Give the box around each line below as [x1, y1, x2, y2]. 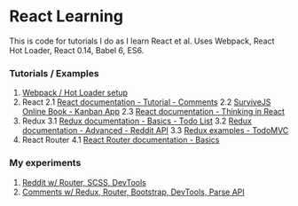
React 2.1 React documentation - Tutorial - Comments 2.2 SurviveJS [21, 97, 271, 107]
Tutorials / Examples [9, 67, 99, 79]
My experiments [9, 157, 82, 170]
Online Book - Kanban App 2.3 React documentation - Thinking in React [21, 107, 286, 117]
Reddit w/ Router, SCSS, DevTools [21, 177, 146, 187]
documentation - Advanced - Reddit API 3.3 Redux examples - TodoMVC [21, 125, 289, 136]
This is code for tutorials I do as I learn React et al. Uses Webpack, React [9, 36, 275, 46]
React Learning [9, 6, 124, 27]
